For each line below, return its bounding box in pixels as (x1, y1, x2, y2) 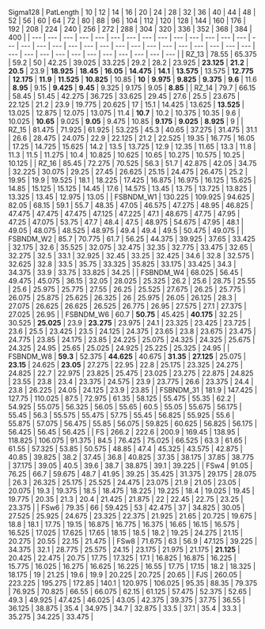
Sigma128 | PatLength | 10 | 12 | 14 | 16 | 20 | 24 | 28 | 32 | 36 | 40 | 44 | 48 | (8, 8, 256, 17)
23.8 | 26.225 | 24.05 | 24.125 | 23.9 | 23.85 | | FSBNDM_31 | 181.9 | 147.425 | (8, 386, 258, 394)
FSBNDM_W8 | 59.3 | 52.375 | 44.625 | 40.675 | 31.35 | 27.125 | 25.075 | (8, 352, 247, 361)
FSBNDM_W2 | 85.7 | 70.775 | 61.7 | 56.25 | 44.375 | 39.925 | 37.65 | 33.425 (8, 234, 256, 243)
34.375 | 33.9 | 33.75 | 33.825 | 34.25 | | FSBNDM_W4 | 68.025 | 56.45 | (8, 268, 244, 277)
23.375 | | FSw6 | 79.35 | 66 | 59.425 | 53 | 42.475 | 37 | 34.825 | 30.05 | (8, 503, 245, 512)
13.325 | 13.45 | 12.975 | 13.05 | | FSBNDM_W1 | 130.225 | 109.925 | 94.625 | (8, 192, 255, 202)
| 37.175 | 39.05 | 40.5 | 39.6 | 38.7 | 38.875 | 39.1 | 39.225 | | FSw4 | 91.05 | (8, 461, 253, 470)
